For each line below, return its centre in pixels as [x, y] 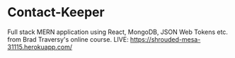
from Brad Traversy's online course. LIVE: [68, 39]
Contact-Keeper [56, 12]
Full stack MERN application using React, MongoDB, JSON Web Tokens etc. [118, 32]
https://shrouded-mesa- [165, 39]
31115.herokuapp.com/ [40, 47]
